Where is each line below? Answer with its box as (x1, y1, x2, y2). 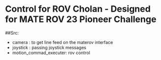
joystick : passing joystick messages (12, 44, 87, 50)
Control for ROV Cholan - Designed (5, 3, 151, 15)
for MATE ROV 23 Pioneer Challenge (5, 14, 157, 25)
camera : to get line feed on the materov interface (12, 39, 113, 45)
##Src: (5, 30, 19, 36)
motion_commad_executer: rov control (12, 50, 90, 56)
